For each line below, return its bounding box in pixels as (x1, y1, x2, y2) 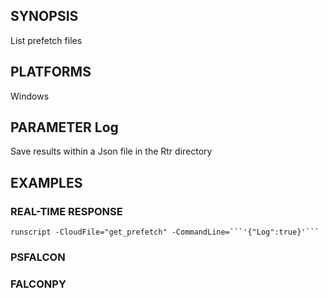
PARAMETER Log (10, 119, 119, 136)
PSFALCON (10, 250, 66, 264)
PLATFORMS (10, 64, 92, 81)
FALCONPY (10, 277, 67, 291)
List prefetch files (10, 34, 83, 46)
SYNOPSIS (10, 8, 79, 25)
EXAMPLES (10, 174, 83, 191)
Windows (10, 90, 50, 102)
